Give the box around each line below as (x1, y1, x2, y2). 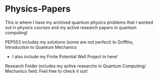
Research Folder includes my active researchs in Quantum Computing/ (5, 63, 146, 69)
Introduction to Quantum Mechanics (5, 44, 77, 50)
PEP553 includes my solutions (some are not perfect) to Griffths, (5, 39, 134, 45)
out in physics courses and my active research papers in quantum (5, 24, 137, 30)
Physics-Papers (5, 3, 71, 15)
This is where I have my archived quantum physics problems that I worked (5, 19, 154, 25)
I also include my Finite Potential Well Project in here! (12, 53, 118, 59)
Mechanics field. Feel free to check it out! (5, 68, 88, 74)
